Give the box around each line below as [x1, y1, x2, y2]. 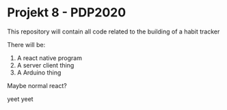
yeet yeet [7, 94, 34, 103]
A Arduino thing [16, 68, 62, 77]
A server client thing [16, 61, 75, 69]
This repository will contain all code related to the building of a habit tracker [7, 27, 220, 36]
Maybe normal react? [7, 81, 67, 90]
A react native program [16, 53, 82, 62]
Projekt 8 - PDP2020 [7, 5, 126, 20]
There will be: [7, 40, 46, 49]
